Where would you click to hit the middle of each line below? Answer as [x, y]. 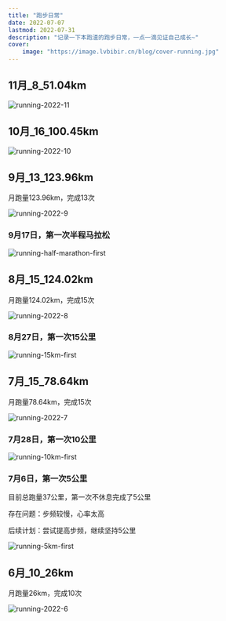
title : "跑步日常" [36, 15]
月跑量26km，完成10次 [45, 594]
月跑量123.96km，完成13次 [52, 198]
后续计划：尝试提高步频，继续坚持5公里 [72, 531]
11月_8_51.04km [47, 86]
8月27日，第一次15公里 [52, 337]
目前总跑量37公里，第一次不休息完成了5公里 [80, 497]
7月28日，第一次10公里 [52, 439]
